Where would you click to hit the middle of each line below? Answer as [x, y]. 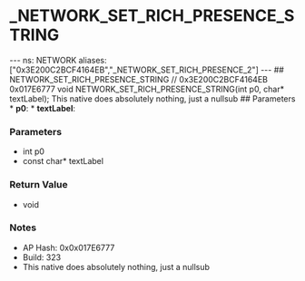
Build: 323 [42, 257]
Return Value [39, 185]
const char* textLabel [63, 161]
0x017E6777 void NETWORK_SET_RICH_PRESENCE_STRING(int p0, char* [147, 89]
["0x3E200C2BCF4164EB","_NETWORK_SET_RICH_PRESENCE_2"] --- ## [147, 70]
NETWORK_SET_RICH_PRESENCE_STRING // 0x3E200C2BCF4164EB [138, 79]
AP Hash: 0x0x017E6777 [69, 247]
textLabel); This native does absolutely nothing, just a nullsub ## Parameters [152, 98]
